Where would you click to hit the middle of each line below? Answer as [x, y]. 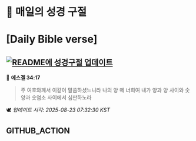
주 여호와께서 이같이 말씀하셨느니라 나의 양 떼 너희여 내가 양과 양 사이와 [102, 90]
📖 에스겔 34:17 [23, 78]
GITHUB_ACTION [38, 131]
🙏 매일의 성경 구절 [46, 12]
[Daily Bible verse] [52, 39]
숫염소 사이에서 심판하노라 [62, 98]
